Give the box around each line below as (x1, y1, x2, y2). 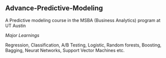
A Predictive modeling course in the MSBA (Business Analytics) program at (5, 17, 161, 23)
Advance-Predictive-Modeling (5, 4, 103, 12)
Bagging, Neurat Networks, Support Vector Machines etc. (5, 47, 125, 53)
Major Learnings (5, 32, 40, 38)
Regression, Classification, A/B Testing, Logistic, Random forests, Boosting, (5, 42, 162, 48)
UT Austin (5, 22, 26, 28)
